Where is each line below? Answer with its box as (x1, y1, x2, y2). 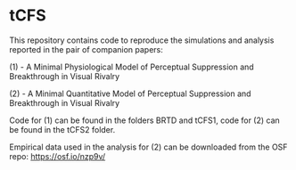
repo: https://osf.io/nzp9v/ (9, 150, 106, 161)
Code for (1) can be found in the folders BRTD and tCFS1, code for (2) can (9, 115, 281, 125)
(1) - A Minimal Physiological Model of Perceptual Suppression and (9, 61, 254, 72)
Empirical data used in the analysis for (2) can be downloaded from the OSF (9, 142, 288, 152)
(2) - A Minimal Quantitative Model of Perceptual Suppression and (9, 88, 251, 99)
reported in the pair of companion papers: (9, 44, 163, 54)
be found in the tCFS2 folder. (9, 124, 116, 134)
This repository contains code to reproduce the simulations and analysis (9, 35, 275, 45)
